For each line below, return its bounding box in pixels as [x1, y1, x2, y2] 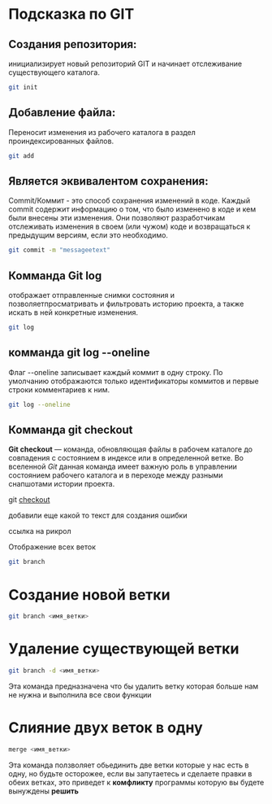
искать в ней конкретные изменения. [8, 308, 139, 317]
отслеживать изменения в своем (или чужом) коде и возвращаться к [8, 221, 251, 232]
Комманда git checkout [8, 423, 133, 437]
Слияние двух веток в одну [8, 719, 203, 737]
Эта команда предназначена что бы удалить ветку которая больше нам [8, 681, 259, 691]
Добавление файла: [8, 106, 116, 120]
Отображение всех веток [8, 542, 96, 552]
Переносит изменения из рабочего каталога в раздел [8, 127, 196, 137]
